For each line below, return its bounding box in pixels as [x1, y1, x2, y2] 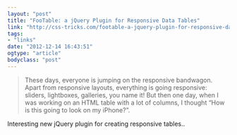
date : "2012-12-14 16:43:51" [7, 43, 93, 50]
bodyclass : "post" [7, 57, 61, 64]
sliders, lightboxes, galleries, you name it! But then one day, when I [24, 90, 219, 99]
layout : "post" [7, 10, 52, 18]
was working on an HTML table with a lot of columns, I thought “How [24, 98, 225, 107]
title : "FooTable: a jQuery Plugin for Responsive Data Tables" [7, 17, 200, 24]
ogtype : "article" [7, 50, 61, 57]
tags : [7, 30, 23, 37]
